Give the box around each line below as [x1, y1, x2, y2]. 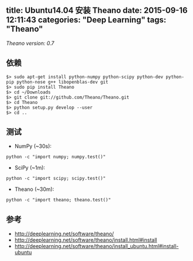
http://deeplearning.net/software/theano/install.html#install [14, 236, 157, 243]
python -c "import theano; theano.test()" [6, 197, 111, 203]
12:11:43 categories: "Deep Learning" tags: [6, 15, 167, 25]
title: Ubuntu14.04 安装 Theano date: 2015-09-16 [6, 5, 188, 16]
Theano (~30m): [14, 186, 54, 193]
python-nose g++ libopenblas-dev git [16, 79, 109, 85]
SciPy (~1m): [14, 164, 46, 171]
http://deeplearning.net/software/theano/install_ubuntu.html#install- [14, 243, 179, 250]
